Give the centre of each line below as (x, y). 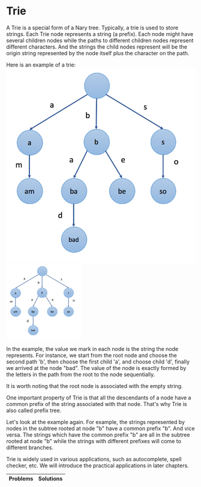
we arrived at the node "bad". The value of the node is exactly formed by (96, 368)
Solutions (50, 479)
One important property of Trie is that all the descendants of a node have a (99, 398)
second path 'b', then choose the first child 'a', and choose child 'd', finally (98, 362)
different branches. (30, 447)
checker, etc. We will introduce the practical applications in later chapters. (97, 465)
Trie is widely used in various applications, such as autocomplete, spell (94, 459)
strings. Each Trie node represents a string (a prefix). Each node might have (100, 34)
